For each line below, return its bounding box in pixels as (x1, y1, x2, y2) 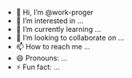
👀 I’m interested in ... (15, 16, 84, 25)
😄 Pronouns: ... (15, 53, 68, 63)
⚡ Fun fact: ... (15, 62, 60, 72)
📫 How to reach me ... (15, 42, 90, 51)
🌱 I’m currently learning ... (15, 25, 102, 33)
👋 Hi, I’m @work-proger (15, 8, 94, 17)
